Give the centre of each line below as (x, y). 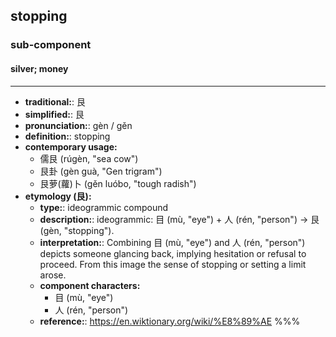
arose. (53, 275)
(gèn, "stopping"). (77, 230)
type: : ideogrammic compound (104, 207)
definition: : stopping (67, 136)
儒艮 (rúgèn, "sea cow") (89, 158)
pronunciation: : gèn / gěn (78, 125)
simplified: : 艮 (54, 114)
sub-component (51, 45)
